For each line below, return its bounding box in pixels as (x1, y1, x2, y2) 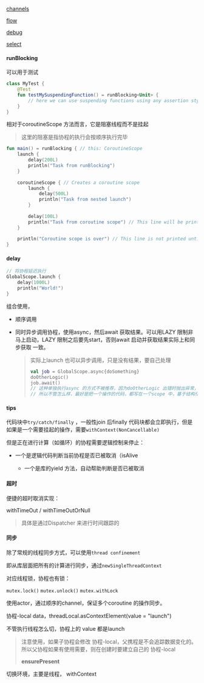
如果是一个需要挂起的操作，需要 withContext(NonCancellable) (6, 426, 160, 433)
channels (6, 5, 29, 12)
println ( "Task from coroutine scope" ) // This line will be (28, 219, 183, 225)
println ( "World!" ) (17, 285, 64, 291)
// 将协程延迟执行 (6, 268, 47, 274)
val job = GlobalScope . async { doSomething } (30, 369, 140, 375)
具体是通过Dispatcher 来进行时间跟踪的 (21, 519, 120, 526)
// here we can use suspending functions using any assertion (28, 97, 189, 104)
